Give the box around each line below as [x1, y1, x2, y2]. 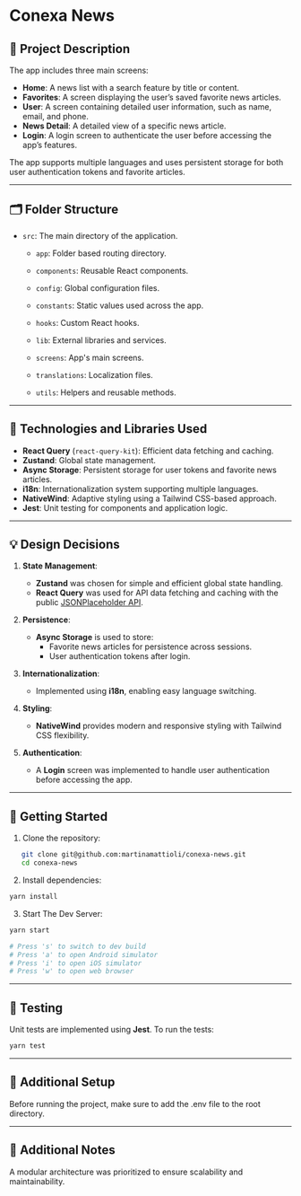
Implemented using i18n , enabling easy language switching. [35, 686, 257, 697]
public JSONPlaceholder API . [35, 597, 143, 608]
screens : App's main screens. [35, 352, 144, 363]
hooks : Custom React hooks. [35, 317, 140, 328]
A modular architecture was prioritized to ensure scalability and [9, 1166, 244, 1177]
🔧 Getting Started [9, 809, 108, 824]
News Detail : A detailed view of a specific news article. [21, 120, 227, 131]
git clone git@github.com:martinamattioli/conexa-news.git [21, 850, 246, 859]
